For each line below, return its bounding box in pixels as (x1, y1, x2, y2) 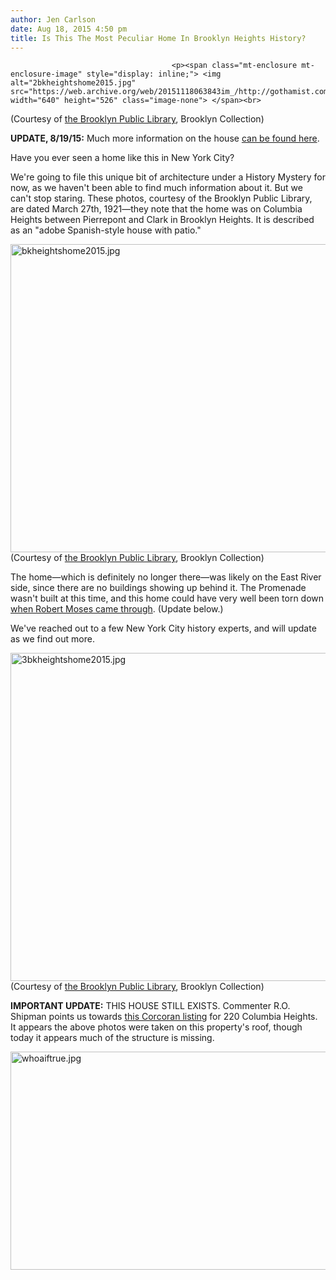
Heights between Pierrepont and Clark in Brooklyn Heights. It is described (10, 214, 315, 226)
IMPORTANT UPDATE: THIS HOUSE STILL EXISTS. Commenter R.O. (10, 1000, 291, 1012)
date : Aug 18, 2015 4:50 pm (10, 24, 128, 34)
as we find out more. (10, 633, 95, 645)
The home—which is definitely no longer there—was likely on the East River (10, 571, 322, 583)
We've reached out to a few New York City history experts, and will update (10, 622, 317, 635)
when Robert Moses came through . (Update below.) (10, 603, 224, 615)
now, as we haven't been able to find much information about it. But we (10, 182, 303, 194)
